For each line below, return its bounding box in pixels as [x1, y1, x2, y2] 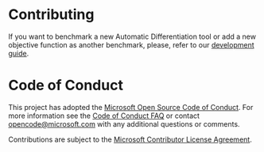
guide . [8, 48, 29, 58]
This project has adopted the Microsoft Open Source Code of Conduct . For [8, 102, 254, 112]
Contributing [8, 6, 95, 24]
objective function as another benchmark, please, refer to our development [8, 40, 254, 49]
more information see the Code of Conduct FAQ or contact [8, 111, 200, 120]
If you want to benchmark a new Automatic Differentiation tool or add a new [8, 32, 257, 41]
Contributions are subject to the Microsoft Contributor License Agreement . [8, 135, 252, 144]
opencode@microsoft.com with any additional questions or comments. [8, 119, 240, 128]
